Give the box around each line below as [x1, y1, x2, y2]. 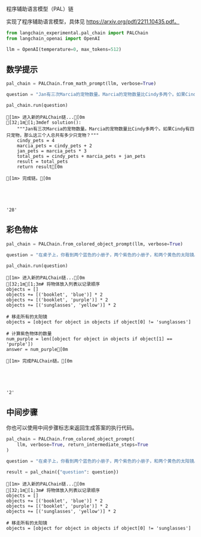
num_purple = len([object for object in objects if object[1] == [6, 335, 172, 342]
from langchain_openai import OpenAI [6, 35, 100, 41]
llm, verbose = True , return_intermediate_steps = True [17, 442, 148, 448]
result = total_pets [17, 158, 68, 165]
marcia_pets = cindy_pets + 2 [17, 143, 93, 149]
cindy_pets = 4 [17, 137, 55, 144]
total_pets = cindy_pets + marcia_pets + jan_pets [17, 154, 146, 160]
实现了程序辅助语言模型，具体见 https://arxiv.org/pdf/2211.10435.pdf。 [6, 18, 179, 25]
